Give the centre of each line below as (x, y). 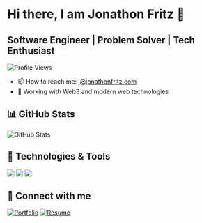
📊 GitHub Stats (41, 114)
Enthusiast (31, 51)
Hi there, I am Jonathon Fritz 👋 (96, 14)
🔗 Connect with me (49, 196)
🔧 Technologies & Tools (59, 156)
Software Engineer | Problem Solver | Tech (101, 40)
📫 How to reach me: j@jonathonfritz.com (77, 82)
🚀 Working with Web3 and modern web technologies (93, 91)
